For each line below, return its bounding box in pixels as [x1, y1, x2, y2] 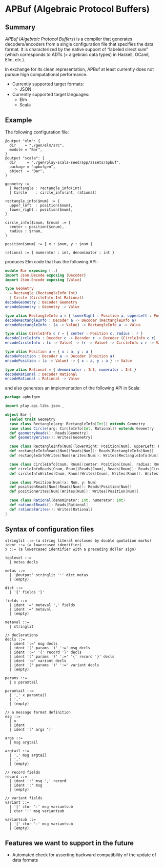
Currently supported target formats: [12, 81, 84, 87]
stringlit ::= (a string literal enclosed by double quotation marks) [5, 538, 152, 543]
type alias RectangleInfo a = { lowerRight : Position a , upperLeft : [5, 313, 152, 318]
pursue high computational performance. [5, 72, 88, 77]
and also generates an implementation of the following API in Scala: [5, 385, 141, 391]
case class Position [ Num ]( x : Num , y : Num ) [9, 480, 97, 485]
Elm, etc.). [5, 57, 25, 62]
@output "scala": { [5, 155, 45, 160]
